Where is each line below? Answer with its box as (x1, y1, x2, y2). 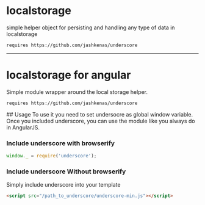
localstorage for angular (6, 68, 131, 82)
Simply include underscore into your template (6, 181, 121, 189)
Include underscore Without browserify (6, 167, 126, 176)
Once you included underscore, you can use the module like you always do (6, 117, 195, 124)
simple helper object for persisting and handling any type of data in (6, 24, 175, 31)
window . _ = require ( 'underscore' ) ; (6, 153, 97, 159)
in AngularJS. (6, 123, 40, 131)
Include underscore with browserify (6, 138, 115, 147)
